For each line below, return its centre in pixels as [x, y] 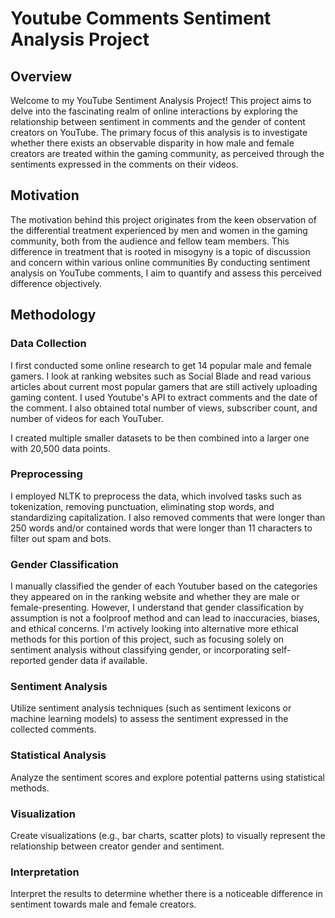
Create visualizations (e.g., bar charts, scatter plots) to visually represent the [168, 835]
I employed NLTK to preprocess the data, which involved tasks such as [156, 496]
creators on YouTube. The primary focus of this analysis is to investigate [159, 132]
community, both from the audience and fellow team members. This [150, 241]
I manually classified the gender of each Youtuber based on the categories [164, 586]
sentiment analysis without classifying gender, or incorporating [140, 650]
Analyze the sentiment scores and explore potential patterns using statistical [167, 777]
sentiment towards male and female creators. [103, 904]
